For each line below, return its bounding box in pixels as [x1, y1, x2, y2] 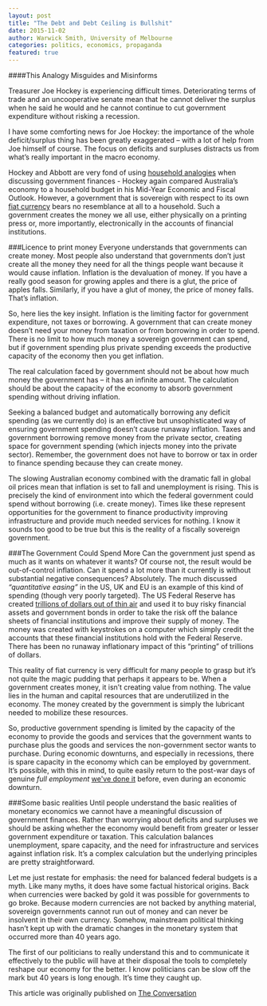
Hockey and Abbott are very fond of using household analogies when [8, 168, 237, 177]
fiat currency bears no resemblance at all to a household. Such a [8, 202, 221, 211]
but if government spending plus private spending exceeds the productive [8, 343, 252, 352]
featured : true [8, 49, 59, 57]
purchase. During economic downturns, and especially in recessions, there [8, 749, 254, 758]
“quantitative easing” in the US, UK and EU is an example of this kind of [8, 583, 244, 591]
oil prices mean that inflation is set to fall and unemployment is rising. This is [8, 482, 259, 491]
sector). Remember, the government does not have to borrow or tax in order [8, 450, 257, 459]
